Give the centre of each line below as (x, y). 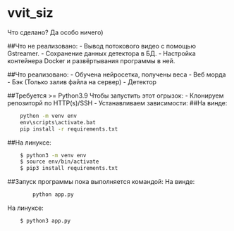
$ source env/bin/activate (60, 162)
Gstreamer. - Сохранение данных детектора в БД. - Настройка (101, 53)
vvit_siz (31, 13)
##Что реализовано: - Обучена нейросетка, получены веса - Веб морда (117, 74)
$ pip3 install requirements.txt (69, 169)
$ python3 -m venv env (53, 155)
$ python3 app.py (45, 221)
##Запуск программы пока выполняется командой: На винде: (101, 182)
